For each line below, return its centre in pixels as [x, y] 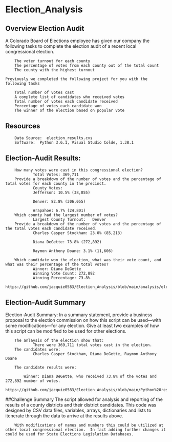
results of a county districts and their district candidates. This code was [81, 405]
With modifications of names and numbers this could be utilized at [89, 425]
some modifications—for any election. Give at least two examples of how [82, 326]
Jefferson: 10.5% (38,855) [61, 193]
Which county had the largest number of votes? [66, 215]
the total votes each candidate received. [51, 228]
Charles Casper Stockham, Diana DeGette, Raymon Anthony [95, 354]
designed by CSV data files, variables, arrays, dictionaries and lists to [78, 410]
